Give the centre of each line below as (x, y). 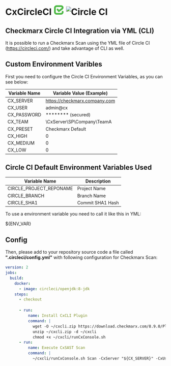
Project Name (91, 189)
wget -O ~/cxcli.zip (54, 326)
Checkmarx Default (66, 129)
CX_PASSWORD (24, 115)
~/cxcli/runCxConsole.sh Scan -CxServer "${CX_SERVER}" (93, 359)
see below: (17, 82)
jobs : (11, 273)
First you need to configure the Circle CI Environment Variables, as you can (84, 76)
